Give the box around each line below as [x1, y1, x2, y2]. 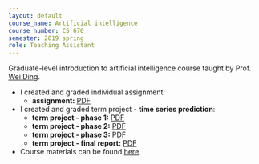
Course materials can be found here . [19, 147, 142, 157]
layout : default [8, 11, 63, 20]
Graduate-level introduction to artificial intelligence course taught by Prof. [8, 63, 252, 73]
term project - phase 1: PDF [31, 113, 125, 122]
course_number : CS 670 [8, 26, 84, 34]
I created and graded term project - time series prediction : [19, 105, 216, 114]
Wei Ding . [8, 72, 40, 82]
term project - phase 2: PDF [31, 122, 127, 131]
